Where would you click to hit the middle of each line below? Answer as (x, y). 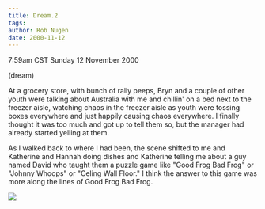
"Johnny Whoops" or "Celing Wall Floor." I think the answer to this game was (133, 173)
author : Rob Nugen (38, 30)
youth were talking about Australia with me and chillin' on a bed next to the (130, 99)
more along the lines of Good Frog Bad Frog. (81, 182)
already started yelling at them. (59, 133)
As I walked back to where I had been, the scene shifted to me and (117, 148)
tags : (17, 23)
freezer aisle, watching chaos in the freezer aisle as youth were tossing (124, 108)
